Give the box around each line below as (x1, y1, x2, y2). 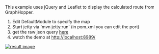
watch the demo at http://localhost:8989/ (12, 34, 96, 40)
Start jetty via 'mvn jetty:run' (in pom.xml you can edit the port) (12, 24, 140, 30)
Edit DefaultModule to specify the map (12, 19, 90, 24)
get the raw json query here (12, 29, 69, 35)
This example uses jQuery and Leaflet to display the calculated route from (5, 4, 155, 10)
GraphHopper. (5, 9, 34, 15)
